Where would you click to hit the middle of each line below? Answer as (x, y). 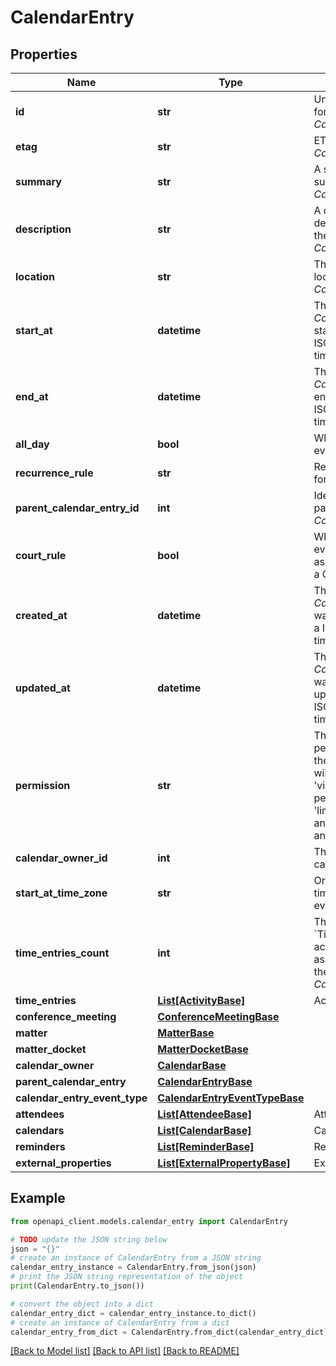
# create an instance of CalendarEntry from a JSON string (136, 1258)
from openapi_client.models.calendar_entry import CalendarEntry (149, 1221)
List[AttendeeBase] (204, 1114)
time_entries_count (62, 953)
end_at (32, 396)
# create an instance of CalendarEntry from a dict (120, 1322)
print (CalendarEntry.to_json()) (77, 1286)
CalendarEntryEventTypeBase (231, 1098)
